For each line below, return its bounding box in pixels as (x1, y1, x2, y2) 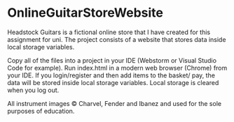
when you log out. (7, 86, 60, 94)
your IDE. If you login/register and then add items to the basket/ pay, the (7, 71, 216, 79)
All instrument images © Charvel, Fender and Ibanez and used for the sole (7, 99, 222, 107)
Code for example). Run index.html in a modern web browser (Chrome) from (7, 63, 228, 72)
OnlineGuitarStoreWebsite (7, 5, 163, 21)
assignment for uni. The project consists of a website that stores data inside (7, 35, 226, 43)
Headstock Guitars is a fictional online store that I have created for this (7, 28, 211, 36)
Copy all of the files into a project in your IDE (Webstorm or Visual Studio (7, 56, 217, 64)
